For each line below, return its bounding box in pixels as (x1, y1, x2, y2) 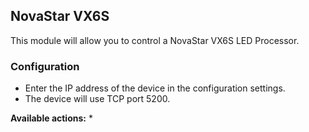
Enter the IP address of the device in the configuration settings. (24, 82, 286, 94)
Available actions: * (10, 112, 93, 124)
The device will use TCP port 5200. (24, 93, 171, 105)
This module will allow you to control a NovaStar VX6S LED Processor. (10, 34, 300, 46)
